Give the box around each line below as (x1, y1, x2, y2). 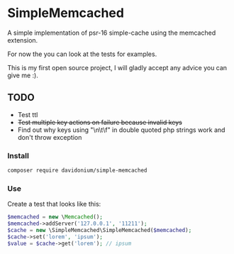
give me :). (7, 71, 39, 79)
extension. (7, 35, 38, 44)
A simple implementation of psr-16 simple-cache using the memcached (7, 28, 216, 37)
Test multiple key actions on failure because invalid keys (17, 118, 182, 126)
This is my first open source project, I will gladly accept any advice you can (7, 63, 228, 72)
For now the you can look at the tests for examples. (7, 50, 157, 58)
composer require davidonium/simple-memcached (7, 167, 147, 175)
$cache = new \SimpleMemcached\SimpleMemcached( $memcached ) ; (7, 226, 192, 233)
